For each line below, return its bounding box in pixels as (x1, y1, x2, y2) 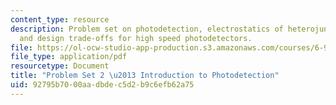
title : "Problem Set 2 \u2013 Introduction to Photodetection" (10, 71, 280, 81)
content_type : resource (10, 14, 110, 25)
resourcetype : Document (10, 61, 110, 71)
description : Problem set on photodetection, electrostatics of (10, 24, 284, 34)
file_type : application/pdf (10, 52, 128, 62)
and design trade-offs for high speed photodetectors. (19, 33, 253, 43)
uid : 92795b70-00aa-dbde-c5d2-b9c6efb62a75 (10, 80, 195, 90)
